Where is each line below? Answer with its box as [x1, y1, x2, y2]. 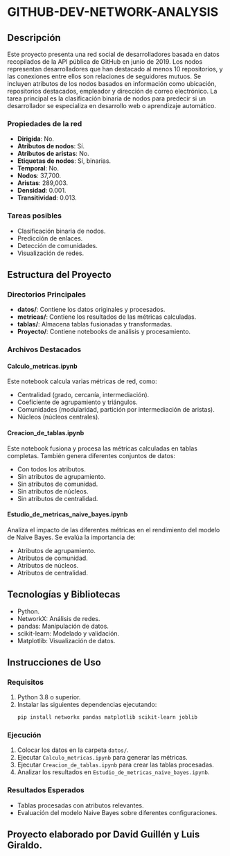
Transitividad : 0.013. [17, 193, 78, 202]
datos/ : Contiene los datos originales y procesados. [17, 306, 166, 314]
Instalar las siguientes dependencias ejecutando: [17, 701, 157, 709]
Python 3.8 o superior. [17, 693, 81, 701]
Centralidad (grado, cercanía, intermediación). [17, 391, 150, 399]
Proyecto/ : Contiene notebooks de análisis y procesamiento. [17, 327, 191, 336]
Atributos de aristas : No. [17, 150, 89, 158]
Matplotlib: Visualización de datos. [17, 636, 116, 645]
